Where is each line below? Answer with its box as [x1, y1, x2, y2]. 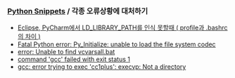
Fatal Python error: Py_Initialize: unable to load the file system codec [17, 40, 216, 48]
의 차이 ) [17, 32, 41, 41]
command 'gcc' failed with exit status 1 [17, 55, 130, 64]
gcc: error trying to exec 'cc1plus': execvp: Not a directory [17, 63, 186, 71]
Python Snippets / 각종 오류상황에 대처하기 [7, 6, 148, 15]
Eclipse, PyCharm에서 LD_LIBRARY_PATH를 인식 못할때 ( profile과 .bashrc [17, 23, 228, 32]
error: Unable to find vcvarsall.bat [17, 48, 115, 56]
